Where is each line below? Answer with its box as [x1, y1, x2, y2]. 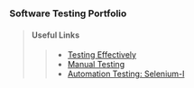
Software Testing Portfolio [9, 7, 127, 20]
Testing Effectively [67, 49, 137, 60]
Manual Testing [67, 59, 125, 70]
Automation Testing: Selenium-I [67, 68, 185, 79]
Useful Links [31, 30, 80, 40]
